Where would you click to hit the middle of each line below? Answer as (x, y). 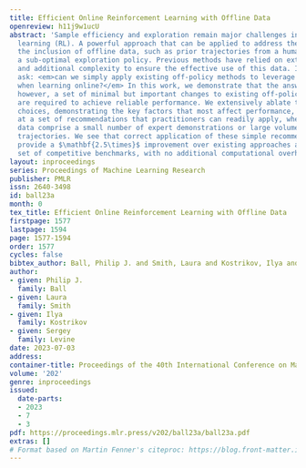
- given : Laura (38, 297)
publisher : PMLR (40, 178)
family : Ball (42, 289)
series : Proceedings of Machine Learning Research (107, 170)
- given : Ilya (36, 314)
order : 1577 (32, 247)
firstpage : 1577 (40, 221)
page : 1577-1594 (40, 238)
